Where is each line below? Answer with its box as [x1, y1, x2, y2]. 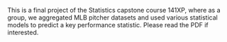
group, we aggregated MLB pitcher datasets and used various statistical [7, 13, 218, 22]
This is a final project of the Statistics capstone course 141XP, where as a [7, 6, 221, 14]
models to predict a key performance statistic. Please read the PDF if [7, 21, 209, 29]
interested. [7, 28, 39, 36]
